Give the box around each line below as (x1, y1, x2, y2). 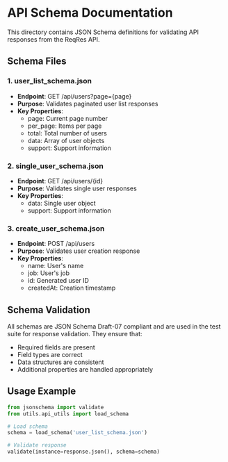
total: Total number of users (27, 129, 108, 137)
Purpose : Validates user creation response (17, 247, 140, 255)
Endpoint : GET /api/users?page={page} (17, 92, 132, 100)
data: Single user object (27, 199, 96, 207)
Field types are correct (17, 351, 83, 359)
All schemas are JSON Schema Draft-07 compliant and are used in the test (7, 322, 221, 331)
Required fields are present (17, 343, 95, 352)
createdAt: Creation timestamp (27, 283, 116, 292)
